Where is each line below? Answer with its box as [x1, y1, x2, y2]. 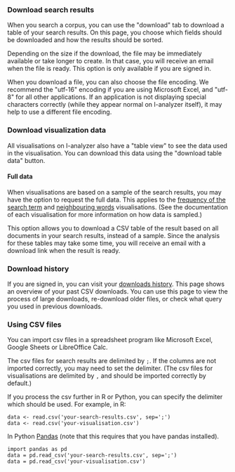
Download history [7, 263, 69, 273]
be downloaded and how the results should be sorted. [7, 36, 163, 44]
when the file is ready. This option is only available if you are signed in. [7, 65, 212, 73]
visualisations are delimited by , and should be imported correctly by [7, 372, 207, 380]
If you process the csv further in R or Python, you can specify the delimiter [7, 393, 223, 401]
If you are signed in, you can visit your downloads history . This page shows [7, 280, 225, 289]
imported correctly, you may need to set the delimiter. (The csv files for [7, 364, 213, 373]
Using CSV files [7, 320, 62, 329]
